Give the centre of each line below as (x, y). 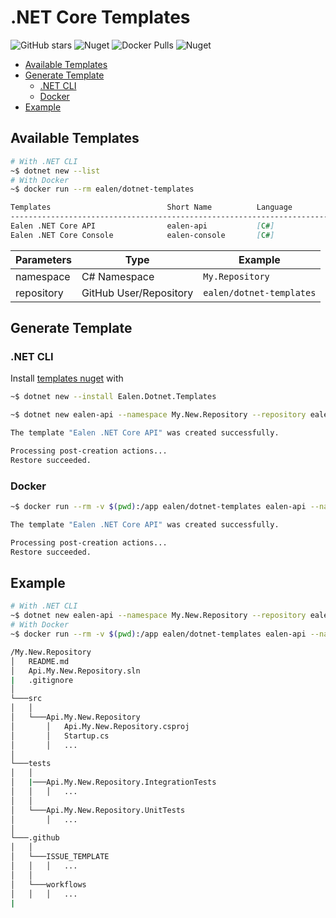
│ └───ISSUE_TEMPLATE (60, 857)
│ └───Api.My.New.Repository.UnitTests (98, 810)
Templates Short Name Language (151, 207)
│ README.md (40, 661)
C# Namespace (118, 276)
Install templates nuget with (67, 378)
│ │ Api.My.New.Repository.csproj (100, 726)
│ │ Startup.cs (60, 736)
